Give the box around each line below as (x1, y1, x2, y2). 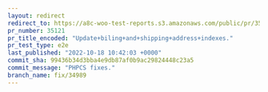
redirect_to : (7, 19, 51, 27)
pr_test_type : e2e (7, 42, 69, 50)
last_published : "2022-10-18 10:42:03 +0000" (7, 49, 162, 57)
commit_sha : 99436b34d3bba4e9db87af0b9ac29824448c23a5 (7, 57, 194, 65)
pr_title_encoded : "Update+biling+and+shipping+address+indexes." (7, 34, 234, 42)
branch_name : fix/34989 (7, 71, 87, 79)
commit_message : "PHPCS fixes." (7, 64, 115, 72)
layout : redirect (7, 11, 66, 20)
